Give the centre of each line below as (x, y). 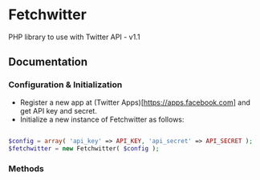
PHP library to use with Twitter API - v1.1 (74, 37)
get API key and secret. (59, 110)
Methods (26, 169)
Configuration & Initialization (65, 85)
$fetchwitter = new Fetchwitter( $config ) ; (84, 148)
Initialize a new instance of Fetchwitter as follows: (102, 119)
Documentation (48, 62)
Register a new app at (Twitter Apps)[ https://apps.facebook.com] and (135, 102)
